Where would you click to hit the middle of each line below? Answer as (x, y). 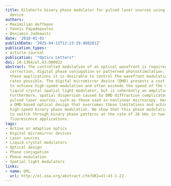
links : (12, 166)
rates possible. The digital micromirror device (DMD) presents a (82, 81)
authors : (15, 19)
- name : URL (18, 171)
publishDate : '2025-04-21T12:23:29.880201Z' (53, 43)
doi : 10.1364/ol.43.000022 (34, 62)
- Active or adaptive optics (36, 128)
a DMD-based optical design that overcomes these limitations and (82, 105)
